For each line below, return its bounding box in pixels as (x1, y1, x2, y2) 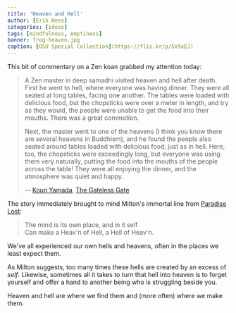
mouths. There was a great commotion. (24, 113, 139, 122)
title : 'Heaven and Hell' (7, 10, 83, 18)
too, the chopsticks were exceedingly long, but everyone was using (24, 149, 221, 158)
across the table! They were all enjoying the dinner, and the (24, 165, 197, 173)
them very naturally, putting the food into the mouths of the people (24, 157, 218, 166)
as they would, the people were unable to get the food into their (24, 106, 209, 114)
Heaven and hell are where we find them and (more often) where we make (7, 292, 223, 300)
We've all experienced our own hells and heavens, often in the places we (7, 242, 219, 250)
